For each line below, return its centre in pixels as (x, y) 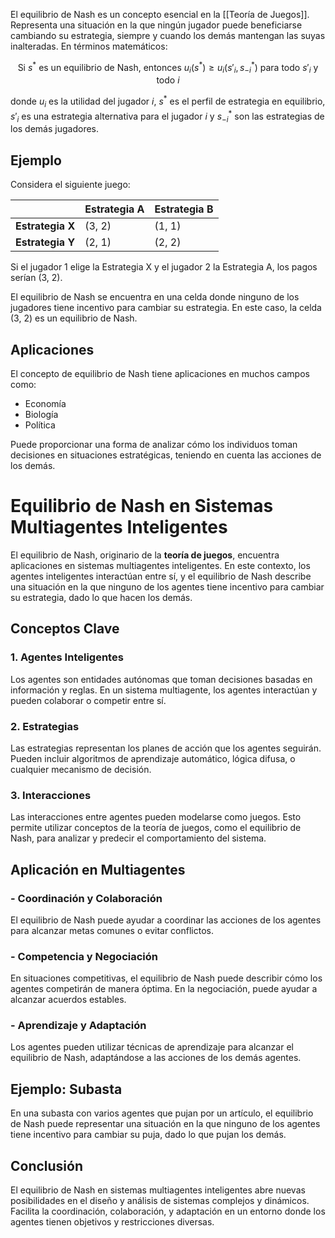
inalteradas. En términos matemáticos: (89, 46)
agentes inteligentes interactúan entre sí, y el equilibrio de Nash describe (161, 576)
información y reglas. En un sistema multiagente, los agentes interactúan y (164, 690)
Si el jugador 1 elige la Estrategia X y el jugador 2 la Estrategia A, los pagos (164, 267)
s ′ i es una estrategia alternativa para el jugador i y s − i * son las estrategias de (167, 116)
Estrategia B (184, 209)
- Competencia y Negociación (84, 956)
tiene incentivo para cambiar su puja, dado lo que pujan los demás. (148, 1135)
